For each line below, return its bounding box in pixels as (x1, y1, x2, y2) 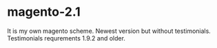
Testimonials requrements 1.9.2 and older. (7, 34, 126, 42)
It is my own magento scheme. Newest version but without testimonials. (7, 27, 211, 35)
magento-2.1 (7, 4, 81, 20)
